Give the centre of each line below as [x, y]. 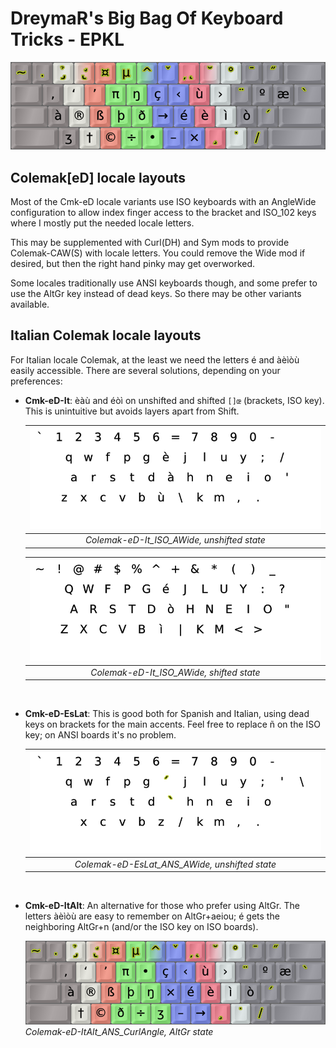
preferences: [36, 381]
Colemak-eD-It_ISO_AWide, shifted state [175, 672]
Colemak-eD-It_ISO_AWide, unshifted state [175, 540]
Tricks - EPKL [67, 39]
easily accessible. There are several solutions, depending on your [145, 370]
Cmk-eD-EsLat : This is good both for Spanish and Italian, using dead [167, 714]
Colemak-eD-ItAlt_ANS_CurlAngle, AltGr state [119, 1031]
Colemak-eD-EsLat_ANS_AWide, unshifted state [175, 864]
